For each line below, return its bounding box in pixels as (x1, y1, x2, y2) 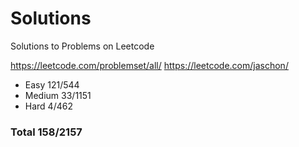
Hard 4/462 (24, 100, 73, 112)
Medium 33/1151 (24, 89, 92, 101)
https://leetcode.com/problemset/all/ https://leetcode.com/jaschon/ (10, 59, 289, 71)
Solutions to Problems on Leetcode (10, 40, 155, 52)
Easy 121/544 (24, 78, 80, 91)
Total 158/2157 (10, 125, 83, 139)
